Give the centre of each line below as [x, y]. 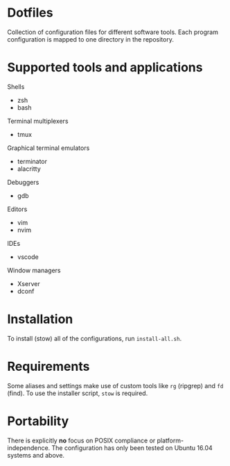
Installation [40, 319]
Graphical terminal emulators [48, 148]
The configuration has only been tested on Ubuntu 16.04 [132, 448]
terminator [32, 161]
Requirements [48, 367]
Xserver [28, 283]
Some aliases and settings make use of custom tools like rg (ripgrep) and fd [115, 385]
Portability [38, 421]
